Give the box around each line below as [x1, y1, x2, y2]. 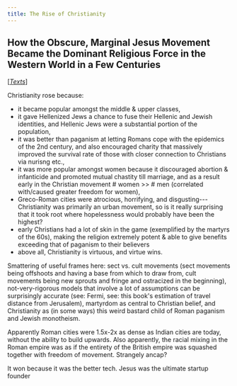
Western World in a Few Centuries [7, 59, 161, 71]
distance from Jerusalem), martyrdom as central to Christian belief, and [7, 299, 216, 308]
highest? [17, 217, 43, 227]
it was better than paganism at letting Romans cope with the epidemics [17, 135, 225, 144]
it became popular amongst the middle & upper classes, [17, 105, 180, 113]
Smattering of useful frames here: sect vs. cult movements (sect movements [7, 261, 231, 270]
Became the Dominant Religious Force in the [7, 47, 207, 60]
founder [7, 372, 30, 380]
